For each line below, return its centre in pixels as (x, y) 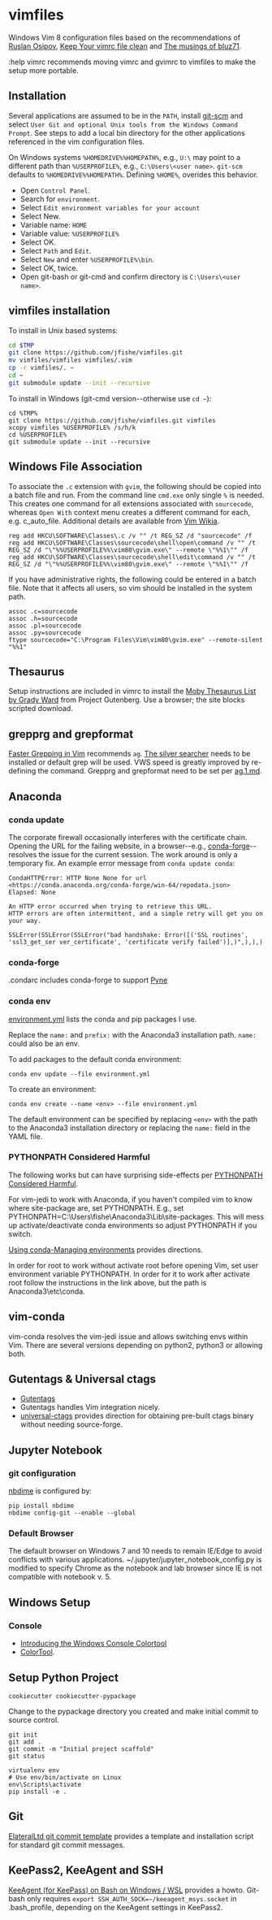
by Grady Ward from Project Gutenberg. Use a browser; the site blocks (127, 700)
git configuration (42, 1473)
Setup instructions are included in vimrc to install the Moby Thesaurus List (132, 691)
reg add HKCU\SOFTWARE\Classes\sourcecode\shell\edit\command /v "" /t (132, 557)
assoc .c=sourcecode (43, 611)
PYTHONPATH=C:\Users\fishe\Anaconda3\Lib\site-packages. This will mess (136, 1216)
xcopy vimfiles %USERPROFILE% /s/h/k (72, 427)
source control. (34, 1719)
